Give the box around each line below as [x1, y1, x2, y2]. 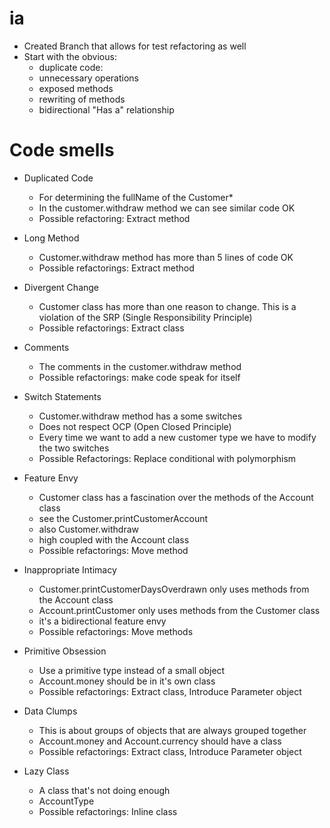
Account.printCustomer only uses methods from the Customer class [38, 604, 321, 616]
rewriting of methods [38, 93, 126, 105]
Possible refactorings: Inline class [38, 805, 178, 817]
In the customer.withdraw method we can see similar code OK [38, 202, 296, 214]
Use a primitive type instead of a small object [38, 664, 226, 676]
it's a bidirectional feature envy [38, 615, 167, 627]
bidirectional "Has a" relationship [38, 103, 175, 116]
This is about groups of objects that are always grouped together [38, 724, 307, 736]
